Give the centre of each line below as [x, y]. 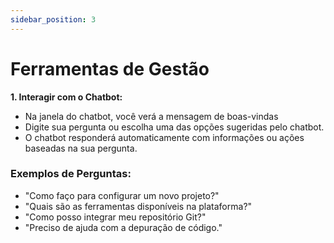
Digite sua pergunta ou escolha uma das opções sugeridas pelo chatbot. [174, 127]
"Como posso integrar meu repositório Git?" [115, 217]
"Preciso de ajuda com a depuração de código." [123, 227]
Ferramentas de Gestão [110, 68]
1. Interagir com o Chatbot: [66, 97]
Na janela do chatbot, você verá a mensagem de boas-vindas [151, 116]
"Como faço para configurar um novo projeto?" [122, 195]
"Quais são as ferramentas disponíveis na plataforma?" [138, 206]
